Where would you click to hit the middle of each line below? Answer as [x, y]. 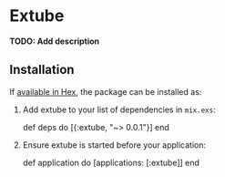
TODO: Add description [55, 41]
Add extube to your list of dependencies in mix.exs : [119, 109]
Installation [42, 70]
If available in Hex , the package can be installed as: [106, 91]
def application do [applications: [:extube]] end [111, 162]
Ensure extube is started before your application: [114, 145]
